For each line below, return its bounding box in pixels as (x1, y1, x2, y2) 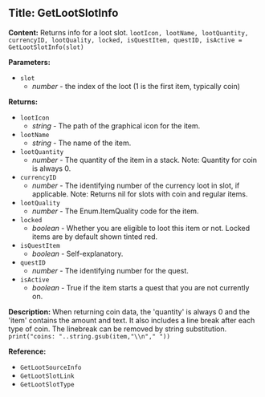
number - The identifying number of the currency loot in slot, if (31, 180, 240, 190)
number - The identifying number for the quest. (31, 265, 189, 275)
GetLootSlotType (19, 380, 75, 388)
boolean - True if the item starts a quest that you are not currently (31, 282, 250, 292)
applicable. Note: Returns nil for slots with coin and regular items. (31, 188, 248, 199)
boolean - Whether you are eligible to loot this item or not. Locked (31, 223, 251, 233)
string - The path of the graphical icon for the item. (31, 120, 201, 131)
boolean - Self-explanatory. (31, 249, 124, 258)
